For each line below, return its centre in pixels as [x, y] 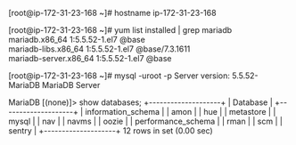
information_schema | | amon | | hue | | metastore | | [181, 112]
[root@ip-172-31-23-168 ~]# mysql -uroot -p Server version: [119, 76]
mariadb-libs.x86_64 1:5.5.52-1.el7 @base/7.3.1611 [99, 49]
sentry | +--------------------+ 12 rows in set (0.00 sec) [111, 131]
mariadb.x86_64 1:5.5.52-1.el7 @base [77, 40]
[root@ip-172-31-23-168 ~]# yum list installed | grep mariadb [120, 30]
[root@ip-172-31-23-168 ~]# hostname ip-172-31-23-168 [112, 13]
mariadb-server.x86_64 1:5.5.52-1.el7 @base [90, 58]
